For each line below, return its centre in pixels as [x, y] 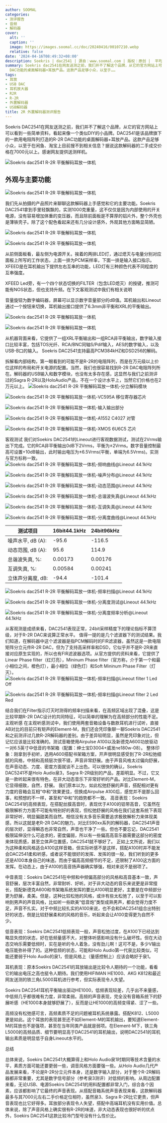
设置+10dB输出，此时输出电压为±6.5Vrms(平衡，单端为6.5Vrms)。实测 [86, 452]
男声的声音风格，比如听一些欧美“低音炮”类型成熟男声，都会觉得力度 [83, 902]
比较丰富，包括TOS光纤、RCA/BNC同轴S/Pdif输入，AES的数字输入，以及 [84, 344]
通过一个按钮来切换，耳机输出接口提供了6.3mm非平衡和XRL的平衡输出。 [80, 306]
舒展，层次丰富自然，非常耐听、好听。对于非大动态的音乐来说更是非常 [81, 883]
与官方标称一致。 [23, 458]
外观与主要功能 [28, 180]
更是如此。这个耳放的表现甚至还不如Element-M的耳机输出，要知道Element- [82, 1019]
